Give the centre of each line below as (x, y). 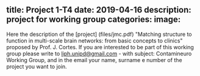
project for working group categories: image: (94, 20)
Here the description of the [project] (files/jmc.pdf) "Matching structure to (99, 34)
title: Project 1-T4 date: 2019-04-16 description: (99, 10)
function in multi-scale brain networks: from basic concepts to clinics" (95, 40)
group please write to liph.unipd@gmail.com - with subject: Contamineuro (99, 54)
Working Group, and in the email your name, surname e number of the (94, 60)
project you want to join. (37, 66)
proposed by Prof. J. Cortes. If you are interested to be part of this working (100, 47)
